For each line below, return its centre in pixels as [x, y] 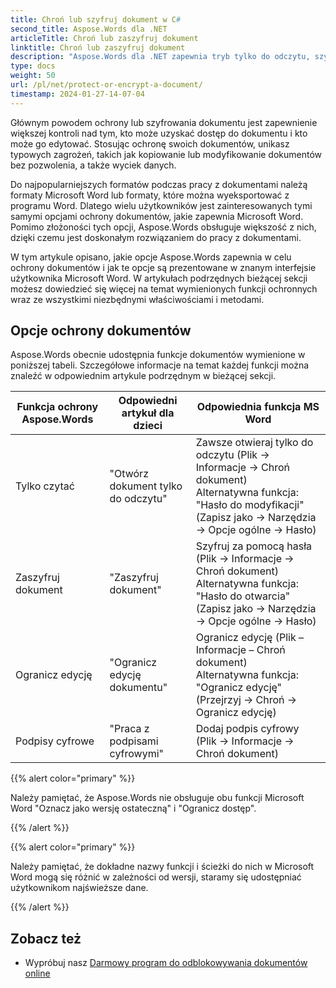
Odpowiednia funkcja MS [258, 407]
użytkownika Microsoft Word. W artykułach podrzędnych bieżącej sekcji [159, 278]
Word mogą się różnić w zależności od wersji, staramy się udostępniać [156, 877]
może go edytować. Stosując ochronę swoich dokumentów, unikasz [150, 143]
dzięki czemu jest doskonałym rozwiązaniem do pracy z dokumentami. [156, 237]
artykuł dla [148, 413]
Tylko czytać [45, 486]
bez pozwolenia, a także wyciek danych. [93, 165]
